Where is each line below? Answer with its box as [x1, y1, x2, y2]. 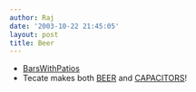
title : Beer [9, 38, 54, 48]
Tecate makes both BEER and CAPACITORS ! [22, 73, 188, 84]
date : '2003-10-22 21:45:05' [9, 22, 120, 31]
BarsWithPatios [22, 63, 80, 74]
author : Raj [9, 13, 54, 23]
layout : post [9, 30, 59, 39]
